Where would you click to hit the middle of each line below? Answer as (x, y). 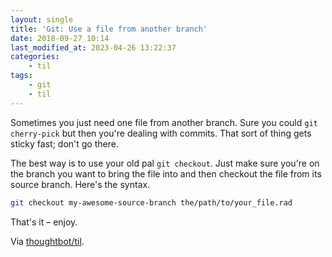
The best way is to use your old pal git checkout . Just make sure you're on (165, 163)
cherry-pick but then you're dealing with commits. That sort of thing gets (161, 133)
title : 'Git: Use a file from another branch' (109, 29)
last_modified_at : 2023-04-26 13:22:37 (93, 47)
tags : (21, 76)
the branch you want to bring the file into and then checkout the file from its (166, 173)
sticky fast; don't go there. (64, 143)
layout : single (42, 19)
